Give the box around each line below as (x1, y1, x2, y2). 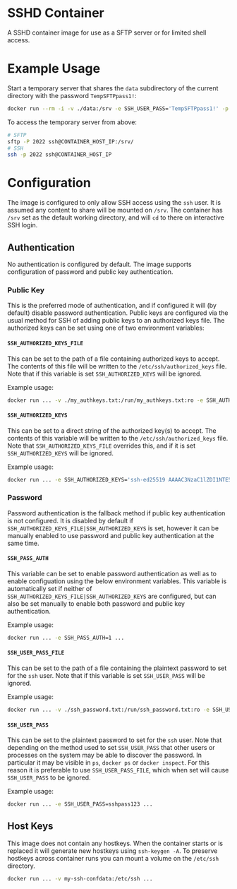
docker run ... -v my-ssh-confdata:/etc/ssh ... (7, 875, 153, 882)
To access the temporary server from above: (7, 118, 138, 126)
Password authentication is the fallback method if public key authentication (7, 508, 226, 517)
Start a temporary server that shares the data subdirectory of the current (7, 83, 219, 93)
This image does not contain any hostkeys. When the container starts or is (7, 839, 224, 847)
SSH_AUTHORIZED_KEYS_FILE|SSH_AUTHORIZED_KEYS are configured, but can (7, 592, 217, 600)
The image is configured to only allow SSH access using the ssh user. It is (7, 198, 221, 207)
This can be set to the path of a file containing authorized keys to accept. (7, 354, 220, 363)
